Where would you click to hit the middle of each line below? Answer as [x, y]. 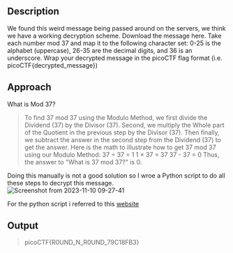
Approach [29, 87]
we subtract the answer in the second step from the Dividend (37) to [123, 139]
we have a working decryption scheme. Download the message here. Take [114, 36]
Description [33, 11]
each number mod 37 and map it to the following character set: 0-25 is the [114, 43]
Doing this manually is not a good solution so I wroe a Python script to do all [116, 175]
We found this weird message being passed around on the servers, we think [116, 28]
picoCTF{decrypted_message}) [53, 65]
